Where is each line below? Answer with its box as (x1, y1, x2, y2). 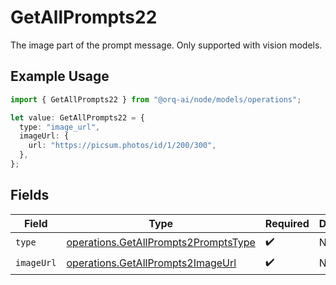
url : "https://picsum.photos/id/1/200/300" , (28, 141, 217, 151)
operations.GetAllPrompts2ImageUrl (66, 256, 237, 270)
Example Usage (10, 68, 110, 85)
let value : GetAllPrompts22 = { (10, 112, 145, 123)
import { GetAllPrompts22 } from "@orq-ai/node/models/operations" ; (10, 94, 302, 105)
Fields (10, 187, 50, 204)
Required (264, 216, 310, 230)
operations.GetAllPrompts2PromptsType (66, 236, 256, 250)
